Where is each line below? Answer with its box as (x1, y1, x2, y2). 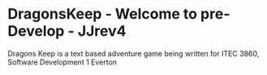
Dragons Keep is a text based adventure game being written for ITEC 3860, (7, 48, 260, 58)
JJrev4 (77, 22, 127, 40)
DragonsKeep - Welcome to (7, 5, 198, 23)
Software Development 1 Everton (7, 57, 118, 67)
